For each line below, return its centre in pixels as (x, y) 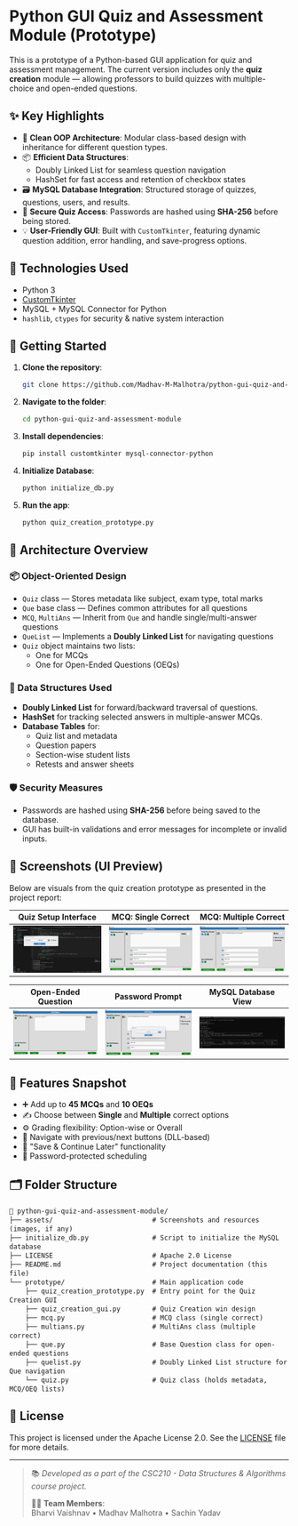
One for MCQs (62, 655)
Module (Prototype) (83, 35)
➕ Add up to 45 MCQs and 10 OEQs (87, 1104)
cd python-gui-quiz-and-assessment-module (102, 420)
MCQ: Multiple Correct (242, 917)
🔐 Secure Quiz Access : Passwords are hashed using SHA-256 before (150, 212)
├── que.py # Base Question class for (138, 1345)
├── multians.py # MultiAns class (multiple (140, 1327)
